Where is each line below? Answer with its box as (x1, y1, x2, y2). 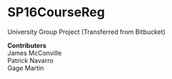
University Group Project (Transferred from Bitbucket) (7, 28, 166, 36)
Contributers (7, 41, 46, 49)
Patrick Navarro (7, 56, 54, 64)
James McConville (7, 49, 62, 57)
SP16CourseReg (7, 4, 106, 20)
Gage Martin (7, 63, 44, 72)
